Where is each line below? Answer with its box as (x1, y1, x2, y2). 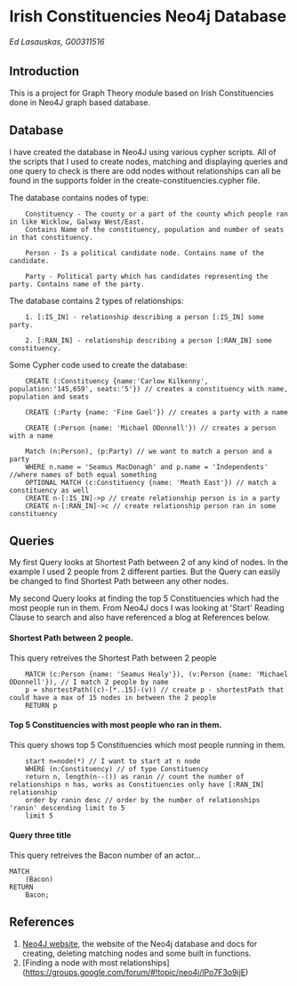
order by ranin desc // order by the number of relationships (25, 795, 261, 804)
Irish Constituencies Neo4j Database (9, 6, 287, 27)
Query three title (9, 830, 72, 841)
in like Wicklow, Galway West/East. (9, 217, 145, 226)
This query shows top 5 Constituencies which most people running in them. (9, 739, 286, 750)
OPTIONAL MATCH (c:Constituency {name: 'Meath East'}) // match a (25, 478, 277, 487)
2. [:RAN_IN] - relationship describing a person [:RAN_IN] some (25, 336, 273, 345)
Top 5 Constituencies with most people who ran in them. (9, 719, 222, 730)
